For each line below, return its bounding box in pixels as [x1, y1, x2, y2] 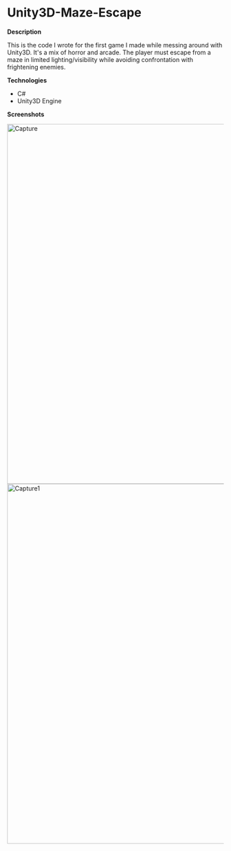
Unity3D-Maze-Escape [7, 5, 142, 21]
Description [7, 28, 42, 36]
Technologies [7, 76, 47, 84]
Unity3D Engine [16, 96, 62, 105]
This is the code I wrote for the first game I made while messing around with [7, 41, 223, 49]
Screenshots [7, 110, 45, 118]
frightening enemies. [7, 63, 66, 71]
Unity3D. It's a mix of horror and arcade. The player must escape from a [7, 48, 211, 56]
